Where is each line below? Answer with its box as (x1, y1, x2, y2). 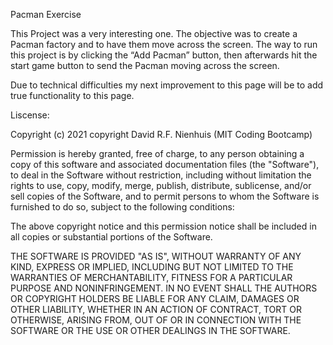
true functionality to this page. (10, 90, 135, 101)
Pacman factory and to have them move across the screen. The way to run (10, 39, 318, 50)
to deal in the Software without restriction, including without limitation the (10, 169, 312, 181)
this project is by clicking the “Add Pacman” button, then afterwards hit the (10, 49, 318, 61)
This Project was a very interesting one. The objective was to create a (10, 28, 298, 39)
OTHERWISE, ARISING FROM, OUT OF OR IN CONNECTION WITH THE (10, 314, 302, 326)
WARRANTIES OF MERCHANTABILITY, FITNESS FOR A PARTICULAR (10, 272, 293, 283)
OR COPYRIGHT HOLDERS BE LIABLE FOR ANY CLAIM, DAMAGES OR (10, 293, 300, 304)
